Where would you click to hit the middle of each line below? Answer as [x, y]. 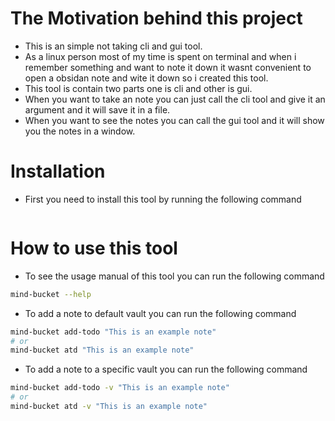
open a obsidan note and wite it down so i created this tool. [146, 78]
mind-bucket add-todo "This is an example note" [113, 332]
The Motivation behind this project [156, 18]
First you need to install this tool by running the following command [163, 199]
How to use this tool [94, 248]
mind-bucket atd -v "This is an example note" [109, 407]
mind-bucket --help [51, 294]
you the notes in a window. [80, 131]
